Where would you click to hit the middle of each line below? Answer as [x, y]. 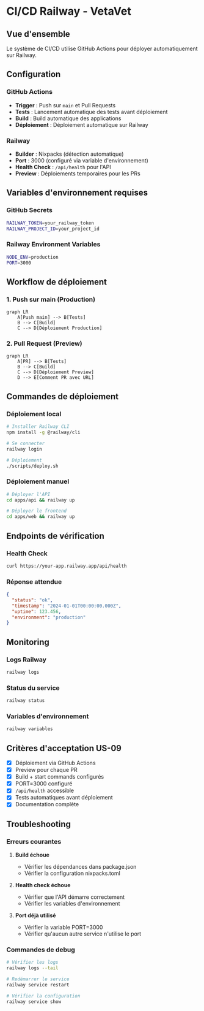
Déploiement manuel [38, 481]
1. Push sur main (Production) [51, 299]
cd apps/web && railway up [41, 517]
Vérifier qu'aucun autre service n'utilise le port [83, 934]
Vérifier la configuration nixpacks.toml [72, 873]
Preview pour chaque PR [46, 770]
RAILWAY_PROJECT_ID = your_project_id [53, 229]
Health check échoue [43, 885]
